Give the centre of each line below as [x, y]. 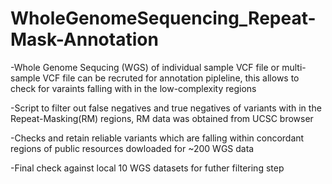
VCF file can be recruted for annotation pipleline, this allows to [171, 78]
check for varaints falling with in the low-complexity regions [133, 88]
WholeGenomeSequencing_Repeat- [163, 18]
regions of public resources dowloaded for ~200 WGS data [132, 148]
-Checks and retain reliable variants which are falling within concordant [157, 138]
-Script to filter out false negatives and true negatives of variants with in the [166, 108]
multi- [294, 67]
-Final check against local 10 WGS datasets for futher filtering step [147, 168]
